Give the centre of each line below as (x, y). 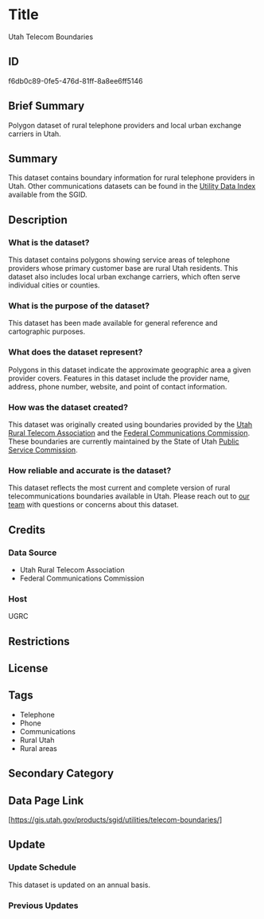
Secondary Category (61, 774)
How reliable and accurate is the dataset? (90, 470)
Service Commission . (43, 450)
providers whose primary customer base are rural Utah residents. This (123, 268)
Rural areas (38, 748)
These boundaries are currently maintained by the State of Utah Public (124, 441)
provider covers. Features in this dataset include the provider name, (119, 378)
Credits (27, 530)
